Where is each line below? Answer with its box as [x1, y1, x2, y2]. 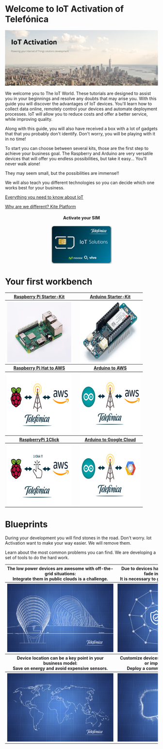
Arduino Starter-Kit [89, 294, 131, 300]
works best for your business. [5, 185, 65, 191]
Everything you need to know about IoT [5, 194, 84, 200]
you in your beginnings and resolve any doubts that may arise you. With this [5, 96, 157, 101]
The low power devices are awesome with [7, 566, 95, 571]
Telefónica [5, 14, 49, 25]
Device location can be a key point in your [16, 655, 104, 661]
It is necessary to [120, 576, 156, 582]
